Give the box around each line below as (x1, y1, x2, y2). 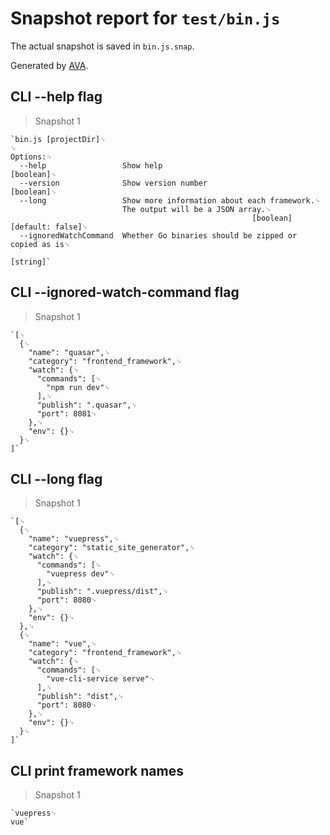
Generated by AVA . (10, 59, 89, 71)
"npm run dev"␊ (46, 382, 111, 392)
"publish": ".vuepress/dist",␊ (36, 587, 169, 597)
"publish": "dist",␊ (36, 692, 125, 702)
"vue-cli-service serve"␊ (46, 674, 156, 684)
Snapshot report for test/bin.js (10, 7, 281, 30)
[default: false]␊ (10, 222, 89, 232)
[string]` (10, 257, 52, 267)
